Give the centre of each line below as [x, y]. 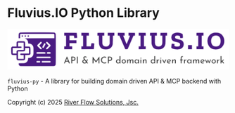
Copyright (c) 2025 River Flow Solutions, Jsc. [73, 102]
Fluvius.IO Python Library [83, 13]
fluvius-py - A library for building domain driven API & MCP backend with [114, 81]
